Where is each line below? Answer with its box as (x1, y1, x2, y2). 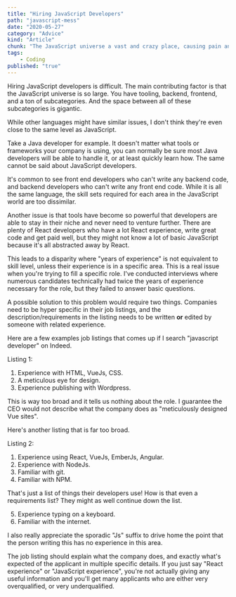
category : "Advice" (7, 29, 65, 37)
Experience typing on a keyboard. (17, 510, 116, 518)
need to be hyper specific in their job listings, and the (7, 305, 162, 313)
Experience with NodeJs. (17, 460, 91, 468)
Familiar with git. (17, 468, 65, 476)
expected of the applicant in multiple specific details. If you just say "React (7, 559, 223, 568)
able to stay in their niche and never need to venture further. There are (7, 218, 211, 227)
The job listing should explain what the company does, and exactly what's (7, 552, 221, 560)
